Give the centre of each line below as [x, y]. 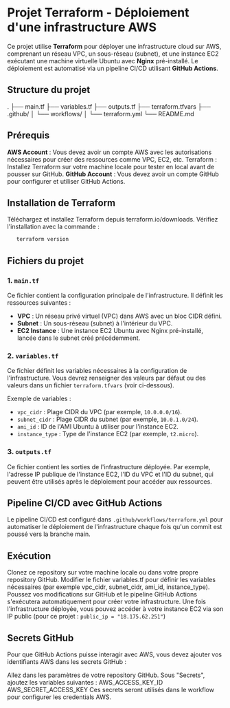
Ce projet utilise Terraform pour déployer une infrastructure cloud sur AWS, [114, 46]
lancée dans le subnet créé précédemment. [79, 338]
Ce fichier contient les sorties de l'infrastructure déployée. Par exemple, [109, 466]
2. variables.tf [33, 356]
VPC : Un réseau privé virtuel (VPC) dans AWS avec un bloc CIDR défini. [119, 316]
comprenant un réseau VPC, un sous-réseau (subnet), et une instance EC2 [113, 54]
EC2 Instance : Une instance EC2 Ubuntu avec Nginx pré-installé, [110, 330]
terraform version [43, 239]
